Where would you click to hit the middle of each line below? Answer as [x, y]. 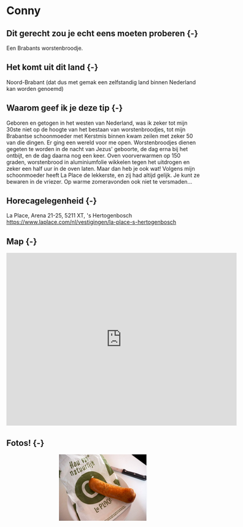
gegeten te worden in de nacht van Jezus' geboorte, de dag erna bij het [97, 149]
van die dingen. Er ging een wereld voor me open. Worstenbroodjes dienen [101, 142]
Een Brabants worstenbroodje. [45, 48]
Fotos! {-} [25, 443]
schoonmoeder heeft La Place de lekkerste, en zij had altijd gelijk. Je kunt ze [103, 175]
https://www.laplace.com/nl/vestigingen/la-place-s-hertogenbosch [91, 222]
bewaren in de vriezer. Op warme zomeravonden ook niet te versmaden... [99, 181]
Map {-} [22, 241]
